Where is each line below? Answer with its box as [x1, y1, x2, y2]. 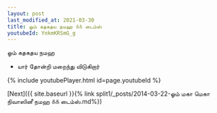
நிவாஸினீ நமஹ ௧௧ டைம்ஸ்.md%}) [7, 98, 103, 106]
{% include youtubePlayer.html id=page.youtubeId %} [7, 76, 162, 85]
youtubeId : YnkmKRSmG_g [7, 29, 76, 37]
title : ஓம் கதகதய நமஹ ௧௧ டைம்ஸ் [7, 23, 103, 30]
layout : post [7, 10, 45, 17]
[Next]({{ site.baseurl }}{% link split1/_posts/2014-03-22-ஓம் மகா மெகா [7, 89, 210, 98]
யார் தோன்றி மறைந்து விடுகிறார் [17, 62, 101, 71]
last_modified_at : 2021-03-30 [7, 17, 95, 24]
